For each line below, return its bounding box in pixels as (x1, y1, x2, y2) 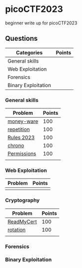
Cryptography (5, 197, 40, 204)
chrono (7, 142, 24, 149)
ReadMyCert (7, 218, 37, 225)
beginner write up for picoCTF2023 (5, 20, 78, 26)
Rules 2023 (7, 134, 35, 141)
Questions (5, 34, 38, 43)
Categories (16, 49, 43, 56)
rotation (7, 226, 26, 233)
